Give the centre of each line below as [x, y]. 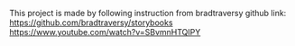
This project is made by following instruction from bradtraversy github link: [148, 13]
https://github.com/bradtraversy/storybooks [91, 23]
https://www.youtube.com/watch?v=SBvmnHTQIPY [105, 32]
